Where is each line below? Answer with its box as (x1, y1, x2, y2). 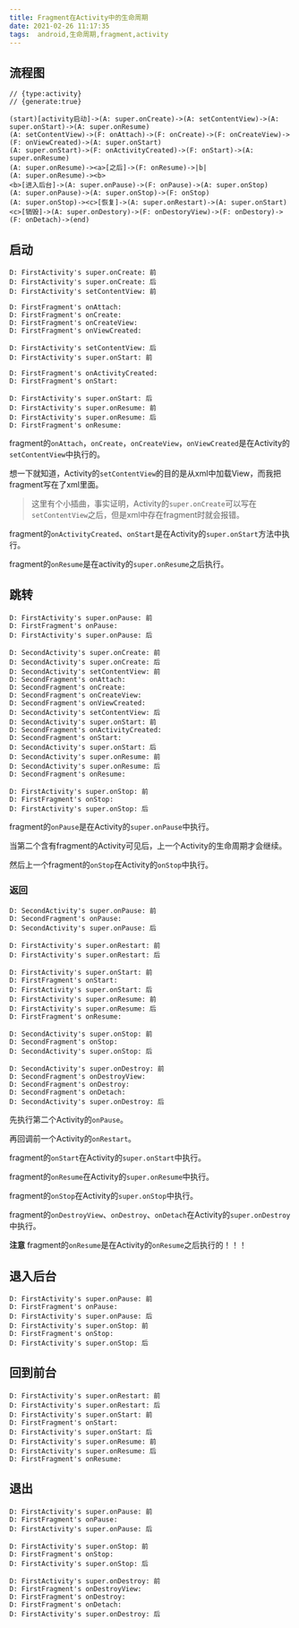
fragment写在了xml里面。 (9, 479, 104, 489)
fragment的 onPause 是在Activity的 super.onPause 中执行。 (9, 821, 214, 831)
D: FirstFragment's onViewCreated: (9, 326, 142, 335)
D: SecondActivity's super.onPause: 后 (9, 924, 157, 933)
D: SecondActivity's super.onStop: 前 (9, 1029, 153, 1039)
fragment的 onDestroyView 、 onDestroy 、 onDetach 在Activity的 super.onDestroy (9, 1210, 291, 1220)
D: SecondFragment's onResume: (9, 770, 126, 779)
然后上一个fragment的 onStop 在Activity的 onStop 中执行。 (9, 859, 213, 870)
